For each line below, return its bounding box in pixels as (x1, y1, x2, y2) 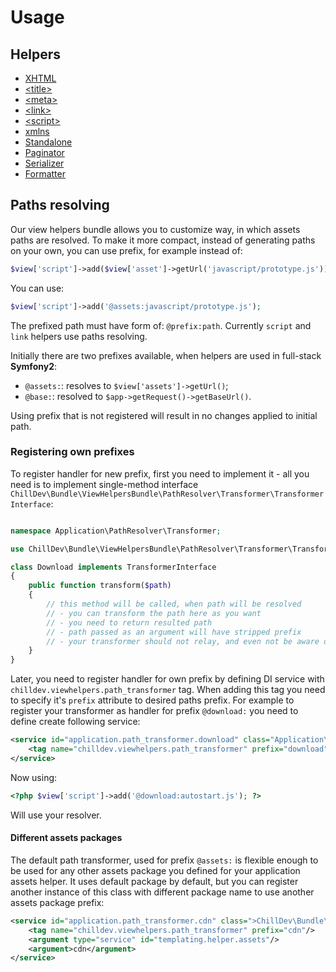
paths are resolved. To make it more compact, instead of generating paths (10, 234, 316, 246)
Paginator (24, 147, 65, 158)
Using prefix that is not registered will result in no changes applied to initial (10, 409, 318, 421)
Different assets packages (10, 832, 123, 844)
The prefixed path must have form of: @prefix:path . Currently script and (10, 319, 312, 331)
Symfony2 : (10, 360, 57, 372)
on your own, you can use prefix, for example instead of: (10, 244, 243, 256)
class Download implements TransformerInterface (10, 562, 217, 572)
